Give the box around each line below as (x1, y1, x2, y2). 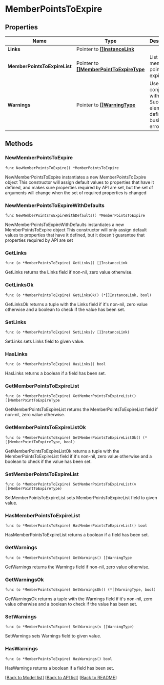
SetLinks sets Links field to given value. (5, 338, 84, 344)
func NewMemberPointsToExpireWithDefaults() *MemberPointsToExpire (5, 213, 145, 218)
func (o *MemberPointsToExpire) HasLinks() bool (5, 362, 106, 367)
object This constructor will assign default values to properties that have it (5, 179, 154, 185)
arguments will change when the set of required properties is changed (5, 190, 146, 196)
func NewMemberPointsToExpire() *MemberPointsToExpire (5, 165, 119, 170)
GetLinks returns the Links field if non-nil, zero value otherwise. (5, 269, 133, 275)
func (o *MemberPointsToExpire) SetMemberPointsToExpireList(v (5, 482, 137, 487)
